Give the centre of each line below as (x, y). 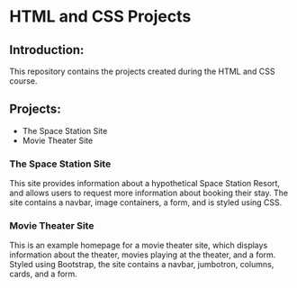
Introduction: (47, 50)
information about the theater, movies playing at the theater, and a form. (143, 255)
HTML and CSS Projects (100, 17)
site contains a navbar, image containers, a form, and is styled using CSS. (146, 202)
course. (23, 81)
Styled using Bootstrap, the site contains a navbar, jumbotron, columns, (142, 265)
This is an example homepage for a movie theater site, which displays (139, 246)
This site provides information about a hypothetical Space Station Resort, (145, 184)
